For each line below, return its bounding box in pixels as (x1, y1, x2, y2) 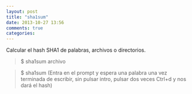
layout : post (6, 8, 38, 15)
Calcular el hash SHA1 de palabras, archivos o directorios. (6, 46, 146, 53)
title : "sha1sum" (6, 14, 49, 20)
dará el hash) (20, 82, 53, 89)
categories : (6, 31, 35, 36)
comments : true (6, 25, 43, 31)
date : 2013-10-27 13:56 (6, 19, 65, 25)
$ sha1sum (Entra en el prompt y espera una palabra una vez (20, 69, 167, 76)
